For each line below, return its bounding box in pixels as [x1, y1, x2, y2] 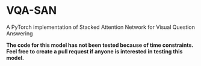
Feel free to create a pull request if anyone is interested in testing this [6, 47, 183, 55]
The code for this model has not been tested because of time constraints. [6, 41, 194, 49]
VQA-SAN [6, 4, 57, 17]
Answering [6, 29, 33, 37]
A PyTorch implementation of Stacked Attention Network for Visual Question [6, 23, 196, 31]
